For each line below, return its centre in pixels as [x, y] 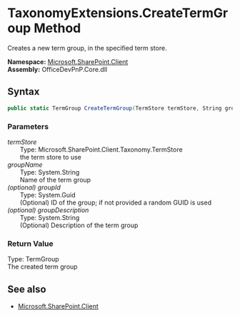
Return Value [30, 244]
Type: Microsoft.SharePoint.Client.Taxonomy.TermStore [102, 149]
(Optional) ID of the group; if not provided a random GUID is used [116, 202]
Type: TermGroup [33, 259]
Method [57, 28]
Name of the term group [56, 180]
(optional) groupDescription [48, 210]
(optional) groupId [34, 187]
